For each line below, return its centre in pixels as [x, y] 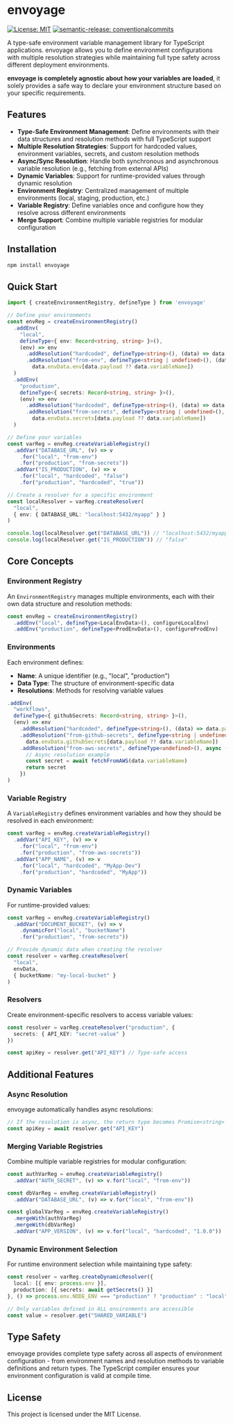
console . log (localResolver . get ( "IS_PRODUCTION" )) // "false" [97, 540]
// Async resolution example [68, 755]
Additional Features [51, 1074]
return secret [46, 768]
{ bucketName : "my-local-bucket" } [65, 975]
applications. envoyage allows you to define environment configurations [110, 50]
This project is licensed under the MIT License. [74, 1415]
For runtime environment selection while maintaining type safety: [100, 1264]
